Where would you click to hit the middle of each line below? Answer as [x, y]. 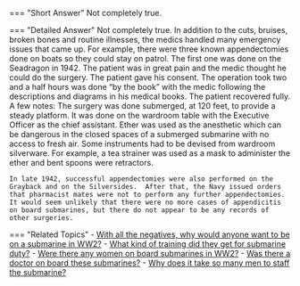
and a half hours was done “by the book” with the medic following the [137, 87]
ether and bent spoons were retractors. [81, 163]
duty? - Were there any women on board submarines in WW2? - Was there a [150, 253]
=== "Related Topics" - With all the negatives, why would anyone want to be [150, 234]
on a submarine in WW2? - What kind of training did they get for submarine [148, 244]
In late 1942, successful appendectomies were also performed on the [142, 179]
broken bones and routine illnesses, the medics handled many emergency [145, 40]
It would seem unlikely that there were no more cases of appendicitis [145, 202]
